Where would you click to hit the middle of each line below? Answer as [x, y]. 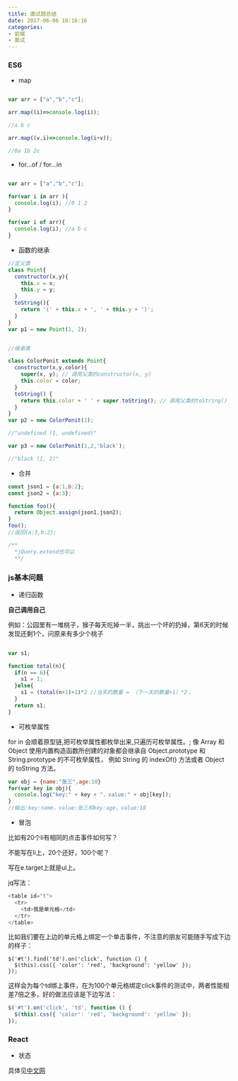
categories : [25, 27]
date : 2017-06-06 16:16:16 [48, 21]
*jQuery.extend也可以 [44, 551]
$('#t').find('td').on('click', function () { [78, 959]
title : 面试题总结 [32, 14]
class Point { [27, 270]
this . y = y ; [38, 290]
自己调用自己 [26, 610]
